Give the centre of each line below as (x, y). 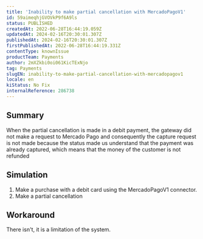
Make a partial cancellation (49, 196)
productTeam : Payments (35, 57)
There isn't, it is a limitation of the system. (59, 230)
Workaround (31, 215)
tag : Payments (24, 68)
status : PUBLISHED (29, 23)
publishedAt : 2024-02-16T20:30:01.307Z (57, 40)
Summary (25, 116)
